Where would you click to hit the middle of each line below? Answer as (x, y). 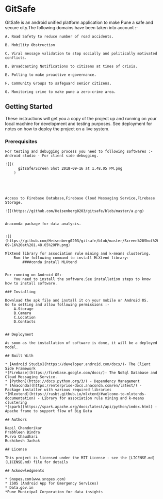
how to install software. (31, 284)
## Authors (16, 420)
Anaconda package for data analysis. (43, 224)
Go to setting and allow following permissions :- (57, 305)
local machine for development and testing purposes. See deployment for (79, 124)
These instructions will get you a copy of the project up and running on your (81, 118)
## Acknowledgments (25, 471)
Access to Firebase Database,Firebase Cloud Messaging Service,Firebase (80, 198)
